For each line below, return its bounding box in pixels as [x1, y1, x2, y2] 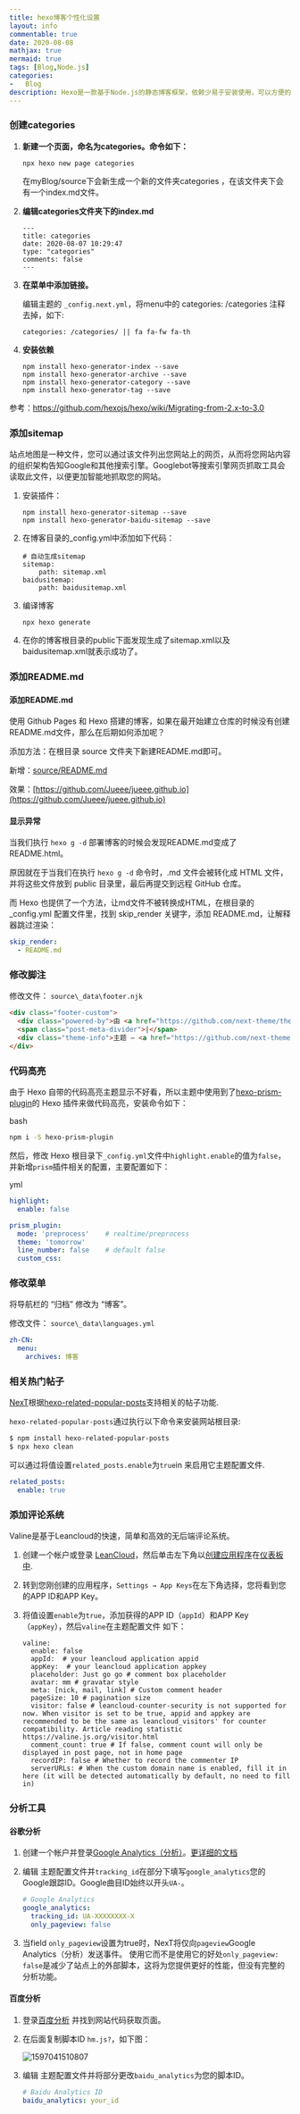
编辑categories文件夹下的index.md [21, 206, 154, 216]
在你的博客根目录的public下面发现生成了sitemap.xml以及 [21, 635, 230, 646]
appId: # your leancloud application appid [30, 1655, 199, 1664]
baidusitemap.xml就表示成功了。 [21, 646, 143, 657]
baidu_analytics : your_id [21, 2096, 119, 2105]
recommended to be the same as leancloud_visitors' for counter [21, 1717, 267, 1726]
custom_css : [17, 1254, 62, 1263]
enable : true [17, 1485, 66, 1495]
